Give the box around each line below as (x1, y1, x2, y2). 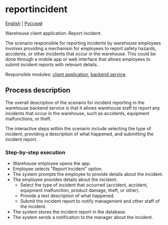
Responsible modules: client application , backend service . (5, 71, 127, 77)
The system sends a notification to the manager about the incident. (12, 214, 153, 220)
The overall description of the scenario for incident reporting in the (5, 99, 145, 105)
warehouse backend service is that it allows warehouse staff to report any (5, 105, 160, 111)
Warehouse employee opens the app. (12, 161, 91, 167)
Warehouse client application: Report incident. (5, 30, 102, 36)
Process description (5, 86, 71, 95)
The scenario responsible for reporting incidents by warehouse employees (5, 40, 161, 46)
